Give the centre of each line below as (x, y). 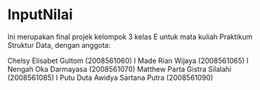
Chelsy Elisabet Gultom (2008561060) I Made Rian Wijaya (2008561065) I (128, 61)
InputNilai (40, 15)
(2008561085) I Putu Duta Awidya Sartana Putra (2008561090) (111, 77)
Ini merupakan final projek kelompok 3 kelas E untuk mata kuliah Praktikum (130, 37)
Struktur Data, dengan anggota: (59, 45)
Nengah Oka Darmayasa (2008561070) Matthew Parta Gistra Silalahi (120, 68)
